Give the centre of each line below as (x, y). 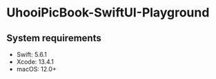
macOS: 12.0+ (36, 69)
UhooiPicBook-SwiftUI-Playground (108, 13)
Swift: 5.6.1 (32, 54)
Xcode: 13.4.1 (35, 62)
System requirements (54, 38)
